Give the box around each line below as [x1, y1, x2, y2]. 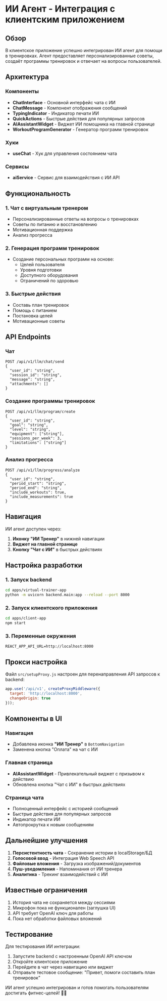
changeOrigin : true [10, 696, 51, 701]
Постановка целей [12, 312, 53, 319]
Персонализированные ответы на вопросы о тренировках [12, 216, 139, 222]
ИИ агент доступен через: [5, 526, 62, 532]
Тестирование [5, 930, 53, 939]
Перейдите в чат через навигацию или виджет [12, 964, 114, 970]
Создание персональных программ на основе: [12, 256, 115, 262]
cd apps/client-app [5, 616, 46, 621]
